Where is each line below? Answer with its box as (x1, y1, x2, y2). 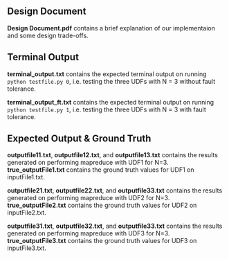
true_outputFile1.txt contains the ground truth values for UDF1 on (7, 166, 194, 174)
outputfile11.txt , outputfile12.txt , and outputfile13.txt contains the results (7, 151, 218, 159)
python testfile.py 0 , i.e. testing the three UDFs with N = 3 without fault (7, 77, 216, 85)
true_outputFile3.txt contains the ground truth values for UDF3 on (7, 237, 197, 245)
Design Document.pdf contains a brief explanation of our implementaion (7, 24, 216, 32)
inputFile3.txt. (7, 244, 46, 252)
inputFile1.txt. (7, 173, 45, 181)
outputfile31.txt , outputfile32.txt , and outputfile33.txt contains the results (7, 222, 223, 231)
